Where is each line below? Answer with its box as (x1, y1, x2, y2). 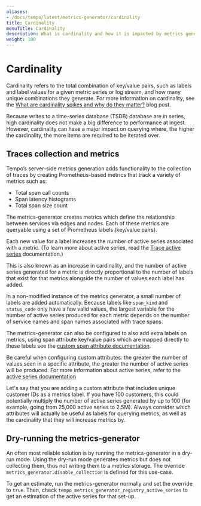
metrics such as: (6, 177, 47, 185)
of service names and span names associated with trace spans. (6, 318, 163, 325)
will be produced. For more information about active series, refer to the (6, 366, 181, 373)
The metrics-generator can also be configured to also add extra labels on (6, 329, 187, 336)
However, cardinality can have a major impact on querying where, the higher (6, 125, 194, 132)
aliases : (6, 8, 28, 15)
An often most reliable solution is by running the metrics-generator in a (6, 449, 181, 456)
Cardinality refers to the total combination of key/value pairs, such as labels (6, 82, 192, 89)
